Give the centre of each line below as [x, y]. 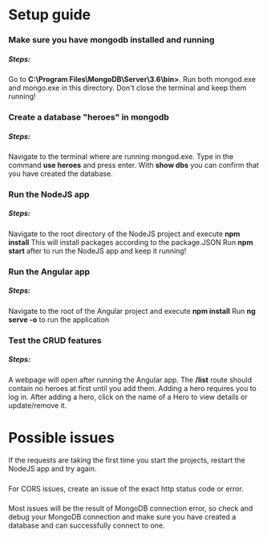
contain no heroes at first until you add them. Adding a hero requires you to [132, 388]
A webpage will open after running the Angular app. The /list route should [130, 380]
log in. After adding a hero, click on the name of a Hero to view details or [128, 397]
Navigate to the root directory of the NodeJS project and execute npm [124, 234]
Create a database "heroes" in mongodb [89, 117]
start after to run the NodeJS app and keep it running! [97, 251]
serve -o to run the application [59, 320]
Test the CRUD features [55, 340]
